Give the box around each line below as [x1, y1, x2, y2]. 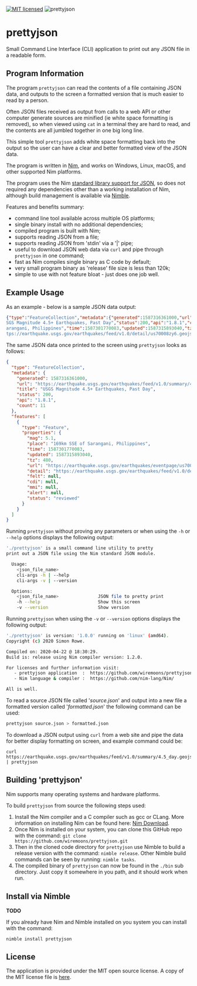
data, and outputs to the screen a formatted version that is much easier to [6, 90, 184, 97]
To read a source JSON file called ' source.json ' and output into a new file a [6, 697, 187, 704]
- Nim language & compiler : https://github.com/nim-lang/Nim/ [13, 676, 175, 682]
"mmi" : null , [27, 484, 59, 491]
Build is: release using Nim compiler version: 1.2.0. [6, 654, 143, 660]
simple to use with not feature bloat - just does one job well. [14, 270, 159, 278]
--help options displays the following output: [6, 534, 114, 541]
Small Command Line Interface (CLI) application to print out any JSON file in [6, 45, 190, 52]
